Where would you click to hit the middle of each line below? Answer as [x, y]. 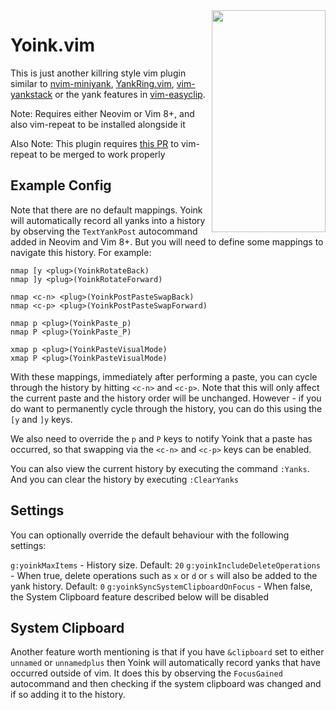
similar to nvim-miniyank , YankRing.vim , [92, 83]
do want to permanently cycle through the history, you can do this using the [166, 408]
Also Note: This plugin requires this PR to [95, 143]
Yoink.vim [53, 45]
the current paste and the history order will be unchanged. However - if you [166, 398]
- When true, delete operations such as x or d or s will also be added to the [164, 575]
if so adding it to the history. [68, 695]
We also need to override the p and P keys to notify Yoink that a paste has [161, 438]
